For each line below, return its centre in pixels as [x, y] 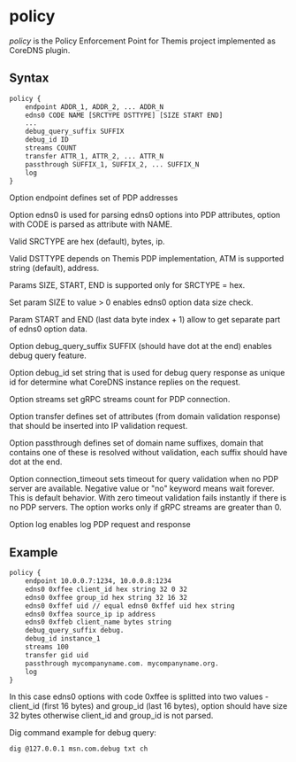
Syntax [29, 78]
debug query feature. [48, 355]
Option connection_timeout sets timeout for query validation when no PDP [144, 479]
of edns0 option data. [49, 329]
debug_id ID [47, 140]
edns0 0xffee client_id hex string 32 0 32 [106, 589]
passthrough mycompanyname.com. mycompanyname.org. [122, 663]
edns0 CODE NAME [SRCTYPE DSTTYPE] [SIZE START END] [124, 115]
